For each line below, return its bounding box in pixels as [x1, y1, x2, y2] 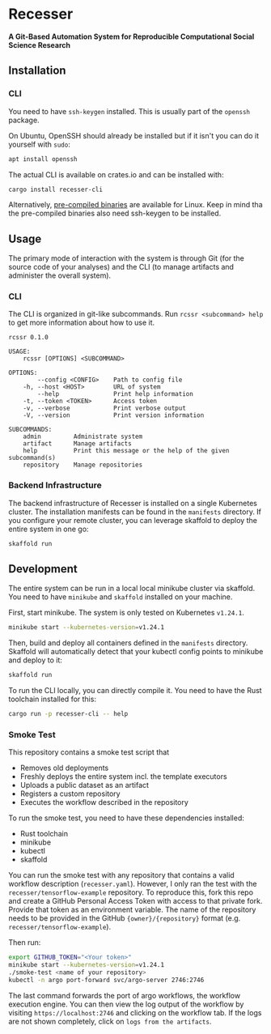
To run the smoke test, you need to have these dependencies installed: [8, 813, 245, 823]
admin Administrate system [23, 432, 143, 441]
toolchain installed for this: [8, 694, 97, 704]
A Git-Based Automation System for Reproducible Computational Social [8, 32, 255, 41]
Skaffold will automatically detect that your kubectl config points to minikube [8, 647, 264, 657]
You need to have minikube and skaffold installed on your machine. [8, 592, 233, 602]
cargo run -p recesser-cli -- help [8, 710, 129, 718]
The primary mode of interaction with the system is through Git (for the [8, 253, 245, 263]
